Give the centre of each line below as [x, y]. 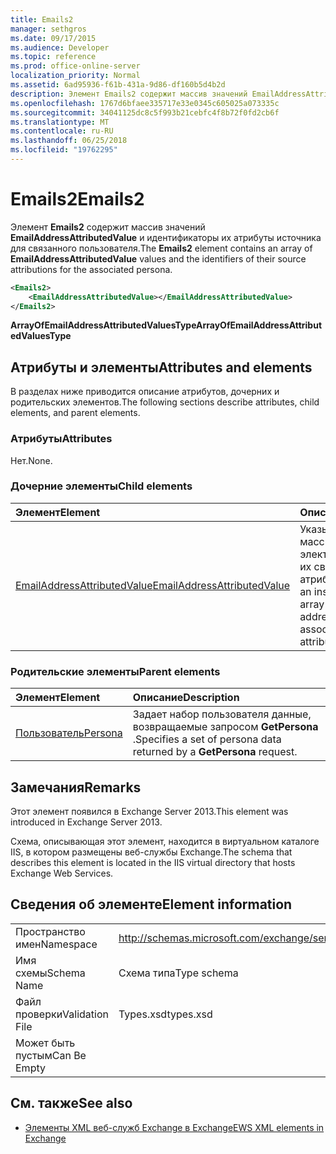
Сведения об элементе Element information [151, 904]
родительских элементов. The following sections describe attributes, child [165, 402]
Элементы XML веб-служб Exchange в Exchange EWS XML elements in [174, 1127]
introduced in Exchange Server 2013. [86, 822]
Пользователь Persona [69, 733]
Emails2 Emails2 [77, 199]
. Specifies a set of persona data [207, 739]
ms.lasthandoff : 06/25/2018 [69, 141]
